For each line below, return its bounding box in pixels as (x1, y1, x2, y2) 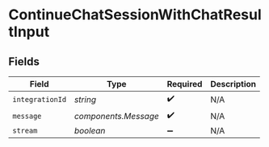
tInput (8, 22, 50, 41)
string (74, 94, 97, 105)
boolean (74, 125, 106, 136)
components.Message (74, 110, 159, 121)
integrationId (12, 95, 67, 104)
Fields (8, 55, 40, 68)
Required (166, 79, 203, 89)
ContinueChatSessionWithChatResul (8, 6, 263, 24)
